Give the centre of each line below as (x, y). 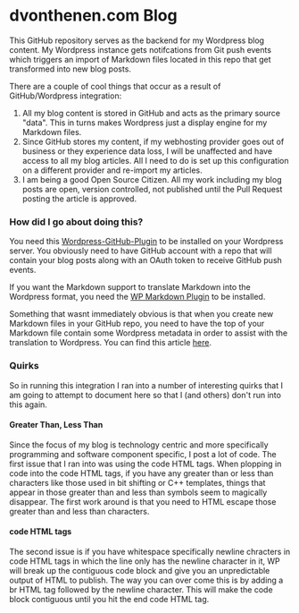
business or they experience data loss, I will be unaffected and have (147, 151)
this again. (28, 404)
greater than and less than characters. (79, 511)
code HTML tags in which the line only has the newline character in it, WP (145, 561)
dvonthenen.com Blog (93, 16)
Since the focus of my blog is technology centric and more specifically (139, 445)
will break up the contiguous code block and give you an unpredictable (140, 570)
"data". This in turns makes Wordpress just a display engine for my (145, 123)
